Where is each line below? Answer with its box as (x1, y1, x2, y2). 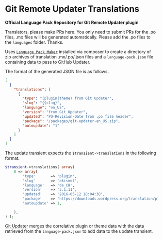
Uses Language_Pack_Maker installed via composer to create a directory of (5, 49, 151, 55)
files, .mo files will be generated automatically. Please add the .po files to (5, 34, 151, 40)
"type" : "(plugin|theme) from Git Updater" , (22, 96, 114, 101)
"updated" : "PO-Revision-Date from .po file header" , (22, 114, 133, 119)
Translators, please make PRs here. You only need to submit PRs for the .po (5, 29, 156, 35)
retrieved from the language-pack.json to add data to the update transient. (5, 228, 153, 234)
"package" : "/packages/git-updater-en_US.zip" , (22, 118, 120, 124)
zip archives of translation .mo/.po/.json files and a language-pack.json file (5, 54, 154, 59)
